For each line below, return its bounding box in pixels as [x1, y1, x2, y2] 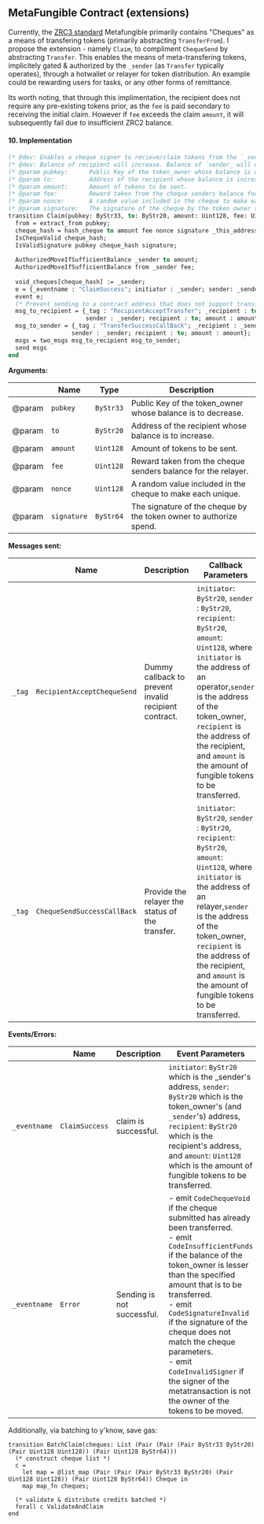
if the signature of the [168, 1316, 248, 1327]
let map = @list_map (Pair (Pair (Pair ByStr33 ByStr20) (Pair [22, 1468, 234, 1476]
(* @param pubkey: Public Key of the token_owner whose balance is [8, 168, 251, 176]
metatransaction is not [168, 1385, 251, 1396]
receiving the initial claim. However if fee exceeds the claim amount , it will [8, 110, 244, 119]
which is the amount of [168, 1160, 253, 1171]
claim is [116, 1115, 145, 1126]
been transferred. [168, 1221, 233, 1232]
